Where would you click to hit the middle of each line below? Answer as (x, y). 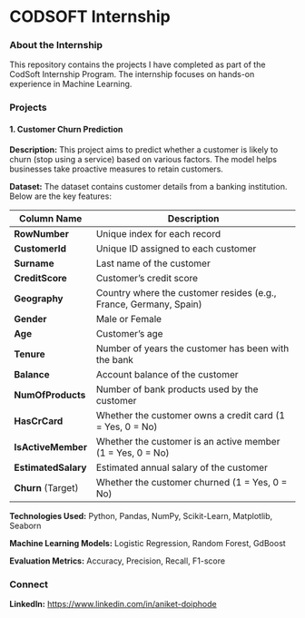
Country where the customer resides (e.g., (186, 292)
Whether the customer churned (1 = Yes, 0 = (192, 482)
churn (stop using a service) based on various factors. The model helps (143, 159)
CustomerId (40, 249)
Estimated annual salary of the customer (182, 467)
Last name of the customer (153, 263)
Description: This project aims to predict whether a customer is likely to (144, 149)
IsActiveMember (51, 446)
